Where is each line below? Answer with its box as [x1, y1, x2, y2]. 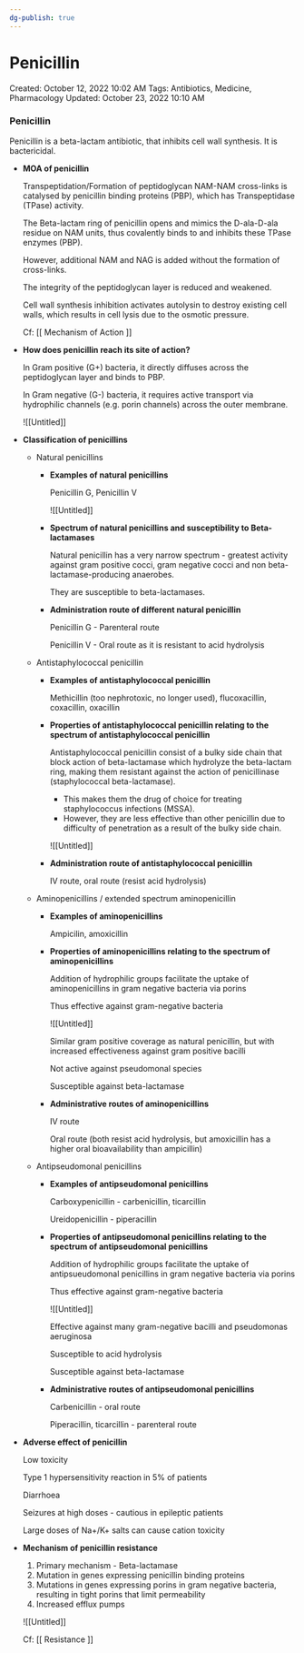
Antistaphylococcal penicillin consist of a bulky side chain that [49, 747, 283, 758]
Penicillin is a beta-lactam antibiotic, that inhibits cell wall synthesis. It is [9, 136, 279, 146]
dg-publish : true [9, 13, 75, 23]
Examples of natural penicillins [49, 469, 169, 480]
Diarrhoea [22, 1489, 61, 1500]
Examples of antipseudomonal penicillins [49, 1178, 209, 1189]
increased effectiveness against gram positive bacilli [49, 1045, 247, 1056]
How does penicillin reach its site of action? [22, 344, 191, 355]
